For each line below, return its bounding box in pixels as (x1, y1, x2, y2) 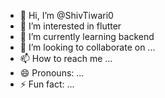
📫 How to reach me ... (19, 53, 113, 64)
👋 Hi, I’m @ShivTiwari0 (19, 10, 114, 21)
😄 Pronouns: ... (19, 67, 85, 79)
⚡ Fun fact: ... (19, 78, 75, 90)
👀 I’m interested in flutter (19, 20, 122, 32)
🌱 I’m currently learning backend (19, 31, 155, 42)
